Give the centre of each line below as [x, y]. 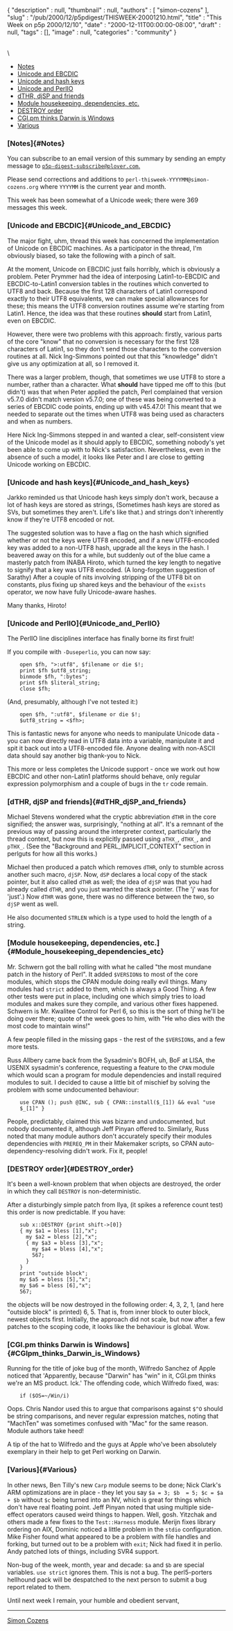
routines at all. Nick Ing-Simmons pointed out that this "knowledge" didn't [112, 356]
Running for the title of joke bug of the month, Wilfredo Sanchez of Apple [112, 1369]
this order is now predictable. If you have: [67, 1212]
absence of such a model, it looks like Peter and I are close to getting [106, 457]
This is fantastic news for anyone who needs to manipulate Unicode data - [113, 734]
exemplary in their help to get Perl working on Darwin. [84, 1452]
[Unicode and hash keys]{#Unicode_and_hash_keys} [98, 482]
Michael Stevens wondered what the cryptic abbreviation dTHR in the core [112, 817]
